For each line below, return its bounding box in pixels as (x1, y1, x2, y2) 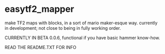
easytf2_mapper (4, 3, 74, 15)
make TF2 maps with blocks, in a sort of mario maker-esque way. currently (4, 20, 158, 26)
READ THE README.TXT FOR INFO (4, 44, 76, 50)
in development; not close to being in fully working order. (4, 25, 121, 31)
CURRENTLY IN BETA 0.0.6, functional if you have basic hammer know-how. (4, 35, 161, 41)
